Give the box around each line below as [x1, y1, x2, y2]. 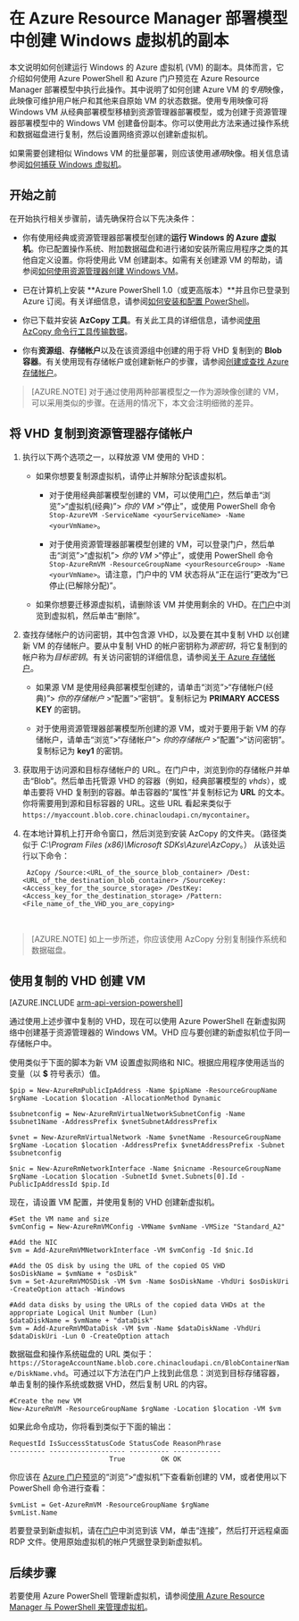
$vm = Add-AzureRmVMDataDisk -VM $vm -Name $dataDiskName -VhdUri [9, 1324, 262, 1333]
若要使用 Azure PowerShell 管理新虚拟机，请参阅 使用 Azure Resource [9, 1591, 265, 1601]
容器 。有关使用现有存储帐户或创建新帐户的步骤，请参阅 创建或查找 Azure [21, 356, 289, 366]
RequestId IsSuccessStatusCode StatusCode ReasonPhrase [9, 1440, 221, 1449]
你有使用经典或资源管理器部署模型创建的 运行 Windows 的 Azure [21, 231, 259, 242]
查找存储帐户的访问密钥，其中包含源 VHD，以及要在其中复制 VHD [21, 629, 265, 640]
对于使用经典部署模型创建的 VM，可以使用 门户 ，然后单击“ [48, 489, 263, 500]
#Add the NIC [9, 1239, 58, 1247]
